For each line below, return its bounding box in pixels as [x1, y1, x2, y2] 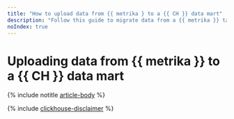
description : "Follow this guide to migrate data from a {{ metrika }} [7, 17, 219, 24]
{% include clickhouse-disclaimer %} [7, 104, 114, 113]
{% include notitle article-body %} [7, 91, 106, 100]
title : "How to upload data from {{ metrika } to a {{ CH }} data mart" [7, 10, 223, 17]
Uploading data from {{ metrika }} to [7, 53, 221, 69]
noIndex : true [7, 23, 49, 30]
